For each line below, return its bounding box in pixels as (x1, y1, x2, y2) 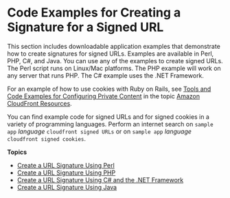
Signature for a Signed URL (7, 19, 164, 35)
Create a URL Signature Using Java (16, 183, 117, 191)
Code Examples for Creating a (7, 5, 181, 21)
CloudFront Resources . (7, 99, 72, 107)
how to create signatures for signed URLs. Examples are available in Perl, (7, 49, 214, 58)
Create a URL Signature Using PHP (16, 168, 116, 177)
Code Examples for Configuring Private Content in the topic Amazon (7, 91, 200, 100)
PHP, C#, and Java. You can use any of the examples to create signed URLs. (7, 56, 223, 65)
